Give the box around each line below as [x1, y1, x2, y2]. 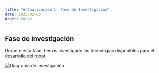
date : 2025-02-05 [5, 12, 41, 17]
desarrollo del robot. [5, 53, 47, 59]
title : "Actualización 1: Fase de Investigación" [5, 7, 110, 12]
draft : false [5, 16, 32, 21]
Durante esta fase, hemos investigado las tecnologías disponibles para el [5, 48, 155, 54]
